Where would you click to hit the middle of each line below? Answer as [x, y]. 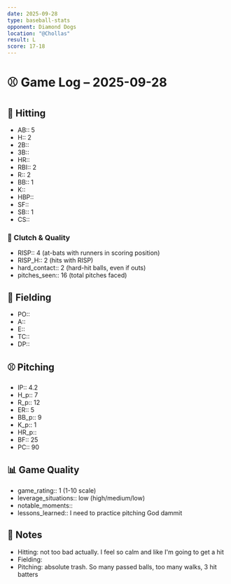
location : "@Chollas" [39, 33]
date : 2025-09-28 [33, 14]
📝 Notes [25, 535]
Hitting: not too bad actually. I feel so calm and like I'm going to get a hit [120, 552]
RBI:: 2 [27, 167]
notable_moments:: [45, 505]
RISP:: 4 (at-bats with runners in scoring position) [89, 253]
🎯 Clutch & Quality [39, 237]
